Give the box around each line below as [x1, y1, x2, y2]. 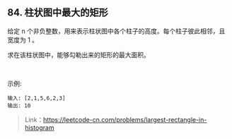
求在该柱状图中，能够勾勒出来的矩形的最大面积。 [7, 50, 150, 59]
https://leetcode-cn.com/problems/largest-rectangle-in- [43, 115, 207, 123]
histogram [24, 123, 54, 132]
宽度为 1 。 [7, 35, 39, 44]
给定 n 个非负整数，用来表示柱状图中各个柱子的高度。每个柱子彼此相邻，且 [7, 27, 226, 35]
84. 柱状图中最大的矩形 [7, 6, 108, 19]
